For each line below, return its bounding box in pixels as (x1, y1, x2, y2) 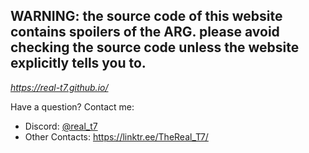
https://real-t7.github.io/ (10, 81, 109, 93)
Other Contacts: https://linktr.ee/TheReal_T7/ (24, 130, 209, 143)
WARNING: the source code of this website (10, 8, 283, 25)
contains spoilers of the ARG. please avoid (10, 24, 280, 41)
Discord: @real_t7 (24, 120, 98, 132)
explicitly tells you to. (10, 55, 147, 72)
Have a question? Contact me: (10, 100, 135, 113)
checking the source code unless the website (10, 39, 300, 56)
